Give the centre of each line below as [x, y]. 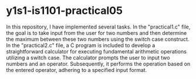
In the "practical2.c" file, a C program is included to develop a [81, 45]
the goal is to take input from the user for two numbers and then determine [97, 33]
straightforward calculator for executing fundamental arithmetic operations [96, 51]
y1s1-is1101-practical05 [65, 11]
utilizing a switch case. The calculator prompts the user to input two [88, 58]
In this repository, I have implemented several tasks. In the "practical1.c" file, [98, 27]
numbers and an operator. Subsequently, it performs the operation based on [98, 64]
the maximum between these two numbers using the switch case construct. [98, 39]
